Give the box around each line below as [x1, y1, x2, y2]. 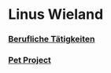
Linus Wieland [8, 5, 104, 24]
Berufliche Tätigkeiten [8, 34, 95, 45]
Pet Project [8, 55, 51, 66]
